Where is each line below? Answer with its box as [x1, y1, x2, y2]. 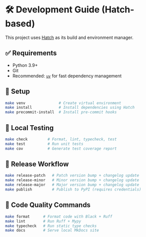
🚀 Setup [5, 87, 30, 96]
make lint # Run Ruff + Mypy [5, 219, 81, 224]
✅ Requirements [5, 49, 57, 57]
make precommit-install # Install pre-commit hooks [5, 110, 117, 115]
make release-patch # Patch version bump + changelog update [5, 173, 140, 178]
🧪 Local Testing [5, 123, 54, 132]
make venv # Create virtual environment [5, 100, 122, 105]
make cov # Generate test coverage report [5, 146, 117, 151]
